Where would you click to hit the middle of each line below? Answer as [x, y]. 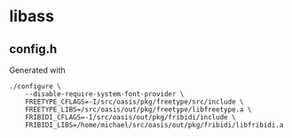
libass [32, 16]
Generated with [37, 70]
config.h [33, 49]
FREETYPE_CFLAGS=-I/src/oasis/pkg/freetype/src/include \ [134, 102]
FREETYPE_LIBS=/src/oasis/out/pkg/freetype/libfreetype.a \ [138, 110]
